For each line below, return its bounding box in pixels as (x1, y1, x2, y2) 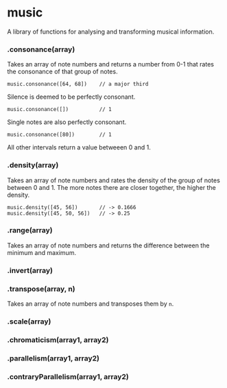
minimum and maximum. (7, 248, 77, 256)
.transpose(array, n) (7, 284, 75, 293)
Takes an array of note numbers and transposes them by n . (7, 300, 174, 308)
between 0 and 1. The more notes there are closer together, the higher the (7, 183, 216, 191)
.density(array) (7, 160, 59, 170)
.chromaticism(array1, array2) (7, 335, 109, 344)
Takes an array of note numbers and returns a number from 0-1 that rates (7, 60, 215, 69)
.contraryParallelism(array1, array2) (7, 372, 129, 381)
